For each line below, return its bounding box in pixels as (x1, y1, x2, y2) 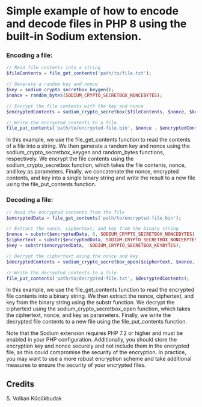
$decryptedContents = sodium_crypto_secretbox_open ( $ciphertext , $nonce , (6, 259, 195, 265)
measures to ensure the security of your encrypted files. (6, 361, 146, 369)
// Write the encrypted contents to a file (6, 119, 117, 125)
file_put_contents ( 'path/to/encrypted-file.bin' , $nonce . (6, 125, 158, 131)
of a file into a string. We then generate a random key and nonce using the (6, 142, 191, 149)
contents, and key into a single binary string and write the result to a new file (6, 174, 196, 181)
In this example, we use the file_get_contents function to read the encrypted (6, 286, 195, 294)
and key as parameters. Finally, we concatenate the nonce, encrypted (6, 168, 179, 175)
